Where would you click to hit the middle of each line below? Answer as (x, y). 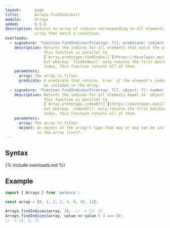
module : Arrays (27, 19)
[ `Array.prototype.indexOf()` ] (77, 104)
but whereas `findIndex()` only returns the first (98, 62)
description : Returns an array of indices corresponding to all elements (85, 29)
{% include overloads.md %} (35, 165)
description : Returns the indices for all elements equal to (80, 95)
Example (19, 181)
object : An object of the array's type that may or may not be (87, 128)
